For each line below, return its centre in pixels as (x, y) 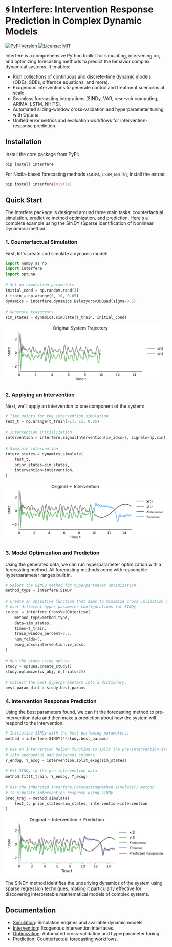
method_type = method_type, (42, 617)
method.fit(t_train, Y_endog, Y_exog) (47, 777)
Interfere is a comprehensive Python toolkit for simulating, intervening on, (83, 55)
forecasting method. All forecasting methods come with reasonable (76, 569)
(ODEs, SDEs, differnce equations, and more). (61, 82)
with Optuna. (26, 114)
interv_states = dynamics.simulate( (44, 454)
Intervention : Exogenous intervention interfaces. (63, 928)
